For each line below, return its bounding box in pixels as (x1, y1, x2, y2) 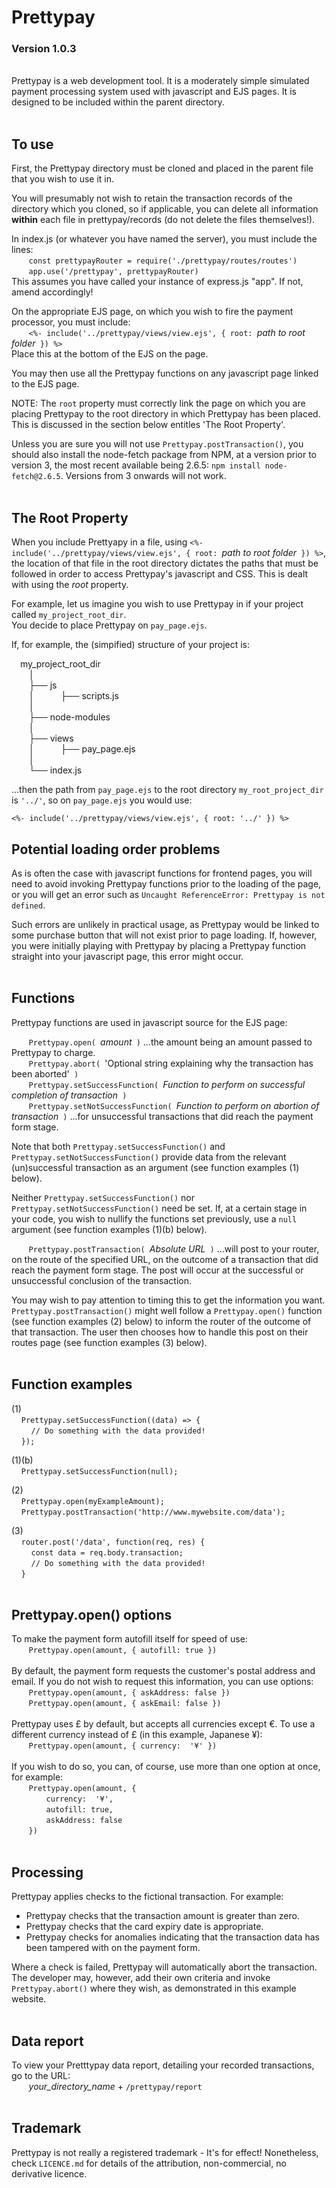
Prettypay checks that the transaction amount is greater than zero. (25, 1910, 300, 1922)
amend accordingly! (11, 286, 94, 298)
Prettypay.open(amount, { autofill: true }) (28, 1646, 218, 1656)
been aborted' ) (11, 1067, 79, 1080)
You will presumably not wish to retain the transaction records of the (11, 192, 293, 205)
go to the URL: (11, 2069, 71, 2081)
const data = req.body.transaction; (30, 1547, 184, 1558)
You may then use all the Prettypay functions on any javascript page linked (11, 367, 319, 380)
